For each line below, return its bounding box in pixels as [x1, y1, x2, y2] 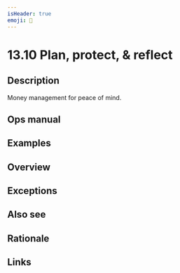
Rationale [7, 232, 50, 244]
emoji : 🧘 [7, 17, 33, 24]
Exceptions [7, 185, 57, 197]
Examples [7, 137, 51, 149]
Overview [7, 161, 51, 173]
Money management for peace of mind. [7, 93, 122, 101]
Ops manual [7, 113, 61, 125]
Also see [7, 209, 46, 220]
